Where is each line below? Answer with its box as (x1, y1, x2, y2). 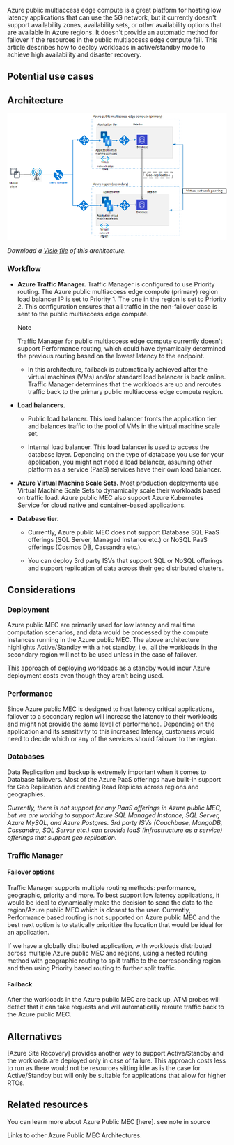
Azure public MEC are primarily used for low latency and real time (7, 621, 196, 629)
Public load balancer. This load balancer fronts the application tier (27, 414, 217, 423)
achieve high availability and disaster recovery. (7, 50, 141, 59)
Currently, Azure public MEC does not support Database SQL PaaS (27, 527, 220, 537)
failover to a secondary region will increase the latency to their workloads (7, 712, 218, 720)
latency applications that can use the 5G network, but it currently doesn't (7, 13, 217, 22)
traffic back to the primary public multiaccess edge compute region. (27, 387, 224, 395)
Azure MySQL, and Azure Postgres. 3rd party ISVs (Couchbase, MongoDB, (7, 818, 223, 826)
